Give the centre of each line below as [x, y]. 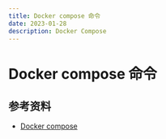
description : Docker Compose [57, 31]
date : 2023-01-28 [38, 24]
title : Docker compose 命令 [55, 16]
